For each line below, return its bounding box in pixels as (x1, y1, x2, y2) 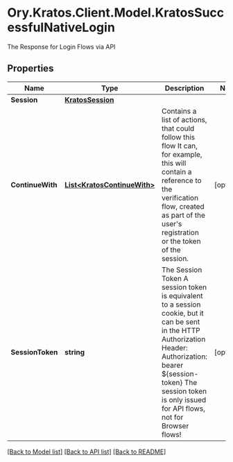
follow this (162, 132, 196, 142)
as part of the (162, 210, 206, 220)
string (64, 347, 85, 357)
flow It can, (162, 141, 198, 151)
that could (162, 123, 195, 133)
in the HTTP (162, 325, 200, 335)
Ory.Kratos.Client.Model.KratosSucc (7, 5, 225, 21)
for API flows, (162, 404, 206, 413)
